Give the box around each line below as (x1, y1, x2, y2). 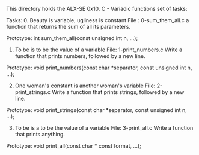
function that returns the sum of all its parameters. (6, 23, 131, 30)
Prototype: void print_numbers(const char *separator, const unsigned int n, (6, 64, 192, 71)
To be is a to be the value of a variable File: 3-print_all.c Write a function (14, 124, 194, 131)
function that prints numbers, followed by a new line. (14, 53, 145, 59)
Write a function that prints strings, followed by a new (52, 89, 185, 95)
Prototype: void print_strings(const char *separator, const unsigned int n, (6, 107, 188, 113)
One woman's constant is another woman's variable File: (14, 82, 156, 89)
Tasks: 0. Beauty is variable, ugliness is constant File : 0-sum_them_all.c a (6, 17, 189, 23)
